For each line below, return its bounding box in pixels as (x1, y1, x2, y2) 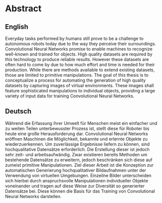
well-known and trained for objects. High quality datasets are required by (5, 51, 153, 57)
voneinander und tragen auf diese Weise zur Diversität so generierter (5, 183, 145, 189)
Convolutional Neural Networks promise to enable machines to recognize (5, 46, 153, 52)
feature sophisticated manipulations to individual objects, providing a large (5, 88, 155, 93)
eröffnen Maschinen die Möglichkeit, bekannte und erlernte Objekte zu (5, 136, 148, 142)
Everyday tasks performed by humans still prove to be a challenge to (5, 35, 144, 41)
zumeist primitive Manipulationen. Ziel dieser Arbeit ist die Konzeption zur (5, 162, 154, 168)
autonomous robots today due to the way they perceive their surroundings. (5, 41, 157, 47)
